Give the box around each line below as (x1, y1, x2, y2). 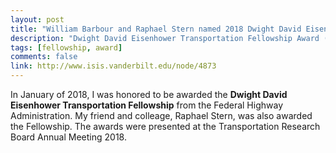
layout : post (10, 14, 65, 25)
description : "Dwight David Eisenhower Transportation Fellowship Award (10, 33, 320, 43)
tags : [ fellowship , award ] (10, 42, 123, 53)
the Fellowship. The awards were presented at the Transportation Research (10, 121, 321, 132)
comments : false (10, 52, 78, 62)
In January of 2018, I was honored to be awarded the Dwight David (10, 89, 288, 100)
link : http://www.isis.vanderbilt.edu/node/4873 (10, 61, 217, 71)
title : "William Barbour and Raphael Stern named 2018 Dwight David (10, 24, 302, 34)
